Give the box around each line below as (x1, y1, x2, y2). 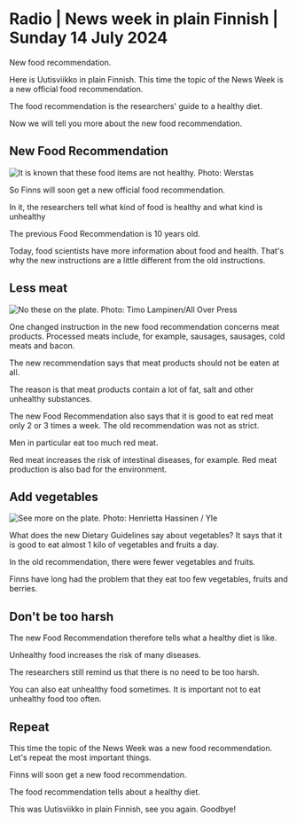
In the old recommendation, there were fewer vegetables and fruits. (9, 557, 255, 568)
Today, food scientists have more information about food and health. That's (9, 245, 285, 256)
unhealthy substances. (9, 393, 93, 404)
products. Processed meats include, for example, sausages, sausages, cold (9, 331, 285, 341)
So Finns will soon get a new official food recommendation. (9, 184, 226, 195)
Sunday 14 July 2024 (9, 27, 168, 48)
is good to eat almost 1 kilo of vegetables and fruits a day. (9, 539, 220, 550)
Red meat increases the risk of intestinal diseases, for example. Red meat (9, 454, 277, 465)
